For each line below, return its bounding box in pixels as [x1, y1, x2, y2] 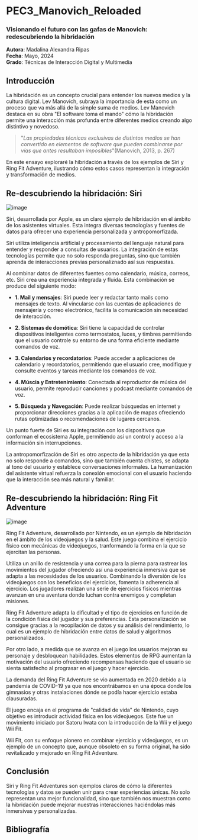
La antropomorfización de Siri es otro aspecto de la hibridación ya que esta [6, 451, 190, 458]
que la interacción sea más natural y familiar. [6, 476, 115, 483]
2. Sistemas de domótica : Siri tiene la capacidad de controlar [14, 324, 165, 332]
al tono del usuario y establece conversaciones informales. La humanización [6, 464, 193, 471]
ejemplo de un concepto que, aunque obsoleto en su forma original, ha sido [6, 743, 191, 750]
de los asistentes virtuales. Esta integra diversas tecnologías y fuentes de [6, 222, 185, 229]
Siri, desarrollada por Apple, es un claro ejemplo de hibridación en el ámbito [6, 215, 191, 223]
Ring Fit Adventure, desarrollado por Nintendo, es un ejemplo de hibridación [6, 529, 191, 536]
